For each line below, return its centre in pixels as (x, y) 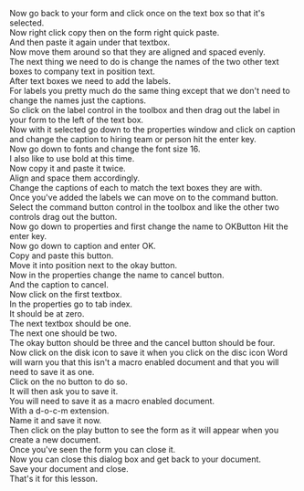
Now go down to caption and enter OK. (83, 246)
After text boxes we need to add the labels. (90, 81)
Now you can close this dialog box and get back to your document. (136, 459)
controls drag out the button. (63, 217)
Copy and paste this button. (62, 256)
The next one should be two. (63, 333)
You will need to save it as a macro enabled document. (112, 401)
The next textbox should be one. (70, 324)
